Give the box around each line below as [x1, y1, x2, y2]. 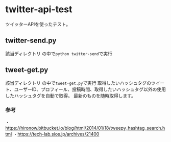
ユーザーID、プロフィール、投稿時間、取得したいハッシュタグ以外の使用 [14, 86, 166, 92]
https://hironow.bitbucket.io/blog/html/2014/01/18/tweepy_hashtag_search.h [5, 125, 165, 131]
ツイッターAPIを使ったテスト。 [5, 21, 71, 27]
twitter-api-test [5, 4, 72, 15]
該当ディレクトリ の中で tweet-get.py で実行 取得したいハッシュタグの [5, 80, 152, 86]
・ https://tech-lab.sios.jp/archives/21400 [13, 131, 100, 137]
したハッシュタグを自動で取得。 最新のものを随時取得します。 [5, 92, 136, 99]
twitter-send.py [5, 36, 57, 45]
